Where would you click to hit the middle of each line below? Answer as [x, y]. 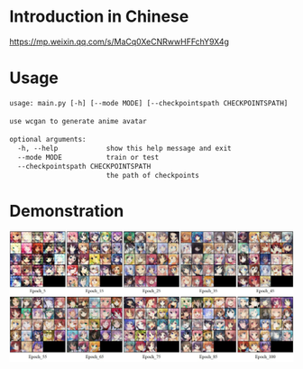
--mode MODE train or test [88, 157]
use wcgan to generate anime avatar [78, 121]
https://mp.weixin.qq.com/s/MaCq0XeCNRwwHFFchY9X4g [119, 42]
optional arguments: [48, 139]
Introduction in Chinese [99, 17]
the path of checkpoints [153, 175]
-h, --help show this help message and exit [124, 148]
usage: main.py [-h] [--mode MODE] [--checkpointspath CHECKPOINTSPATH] [149, 103]
